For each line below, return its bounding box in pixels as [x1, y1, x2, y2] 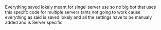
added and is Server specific [5, 19, 63, 25]
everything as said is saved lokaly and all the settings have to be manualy [5, 15, 152, 20]
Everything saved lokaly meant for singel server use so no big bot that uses [5, 4, 156, 10]
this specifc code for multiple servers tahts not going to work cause [5, 9, 141, 15]
